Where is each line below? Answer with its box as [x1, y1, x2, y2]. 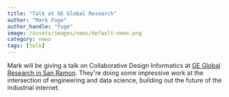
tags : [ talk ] [7, 42, 45, 49]
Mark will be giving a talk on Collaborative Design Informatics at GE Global [7, 62, 221, 69]
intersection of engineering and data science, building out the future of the [7, 76, 222, 84]
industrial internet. [7, 84, 60, 91]
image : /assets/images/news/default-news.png [7, 29, 142, 37]
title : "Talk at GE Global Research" [7, 10, 117, 17]
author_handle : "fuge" [7, 23, 73, 30]
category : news [7, 36, 52, 43]
